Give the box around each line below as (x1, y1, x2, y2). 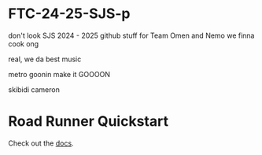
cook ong (8, 39, 39, 48)
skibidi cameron (8, 84, 61, 94)
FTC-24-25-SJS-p (8, 5, 131, 23)
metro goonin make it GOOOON (8, 69, 110, 79)
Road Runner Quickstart (8, 113, 169, 131)
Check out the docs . (8, 138, 74, 148)
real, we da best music (8, 54, 82, 64)
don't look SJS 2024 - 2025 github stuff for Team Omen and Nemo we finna (8, 31, 255, 40)
